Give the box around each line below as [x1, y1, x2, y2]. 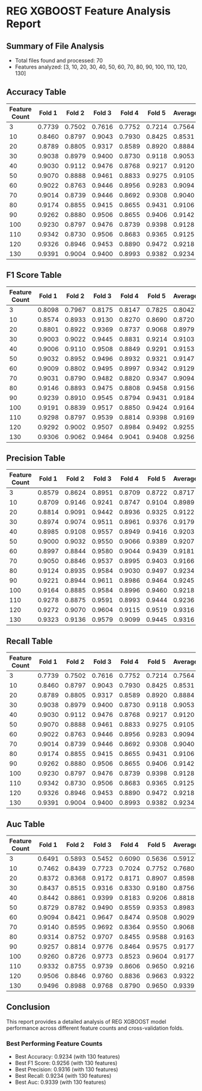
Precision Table [6, 453, 66, 464]
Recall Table [6, 636, 53, 646]
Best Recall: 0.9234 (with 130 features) [14, 1072, 112, 1080]
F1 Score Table [6, 270, 62, 280]
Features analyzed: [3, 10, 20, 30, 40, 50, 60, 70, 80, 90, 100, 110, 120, [14, 63, 188, 70]
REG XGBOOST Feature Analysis [6, 4, 171, 18]
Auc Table [6, 819, 45, 829]
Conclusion [6, 1002, 50, 1012]
